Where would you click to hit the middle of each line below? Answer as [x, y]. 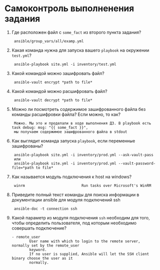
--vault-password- [137, 163]
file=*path [23, 168]
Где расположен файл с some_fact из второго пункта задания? [76, 32]
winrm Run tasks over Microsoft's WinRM [82, 185]
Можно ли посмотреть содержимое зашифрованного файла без [79, 109]
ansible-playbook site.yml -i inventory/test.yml [65, 64]
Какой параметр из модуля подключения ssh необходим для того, [81, 217]
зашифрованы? [27, 146]
